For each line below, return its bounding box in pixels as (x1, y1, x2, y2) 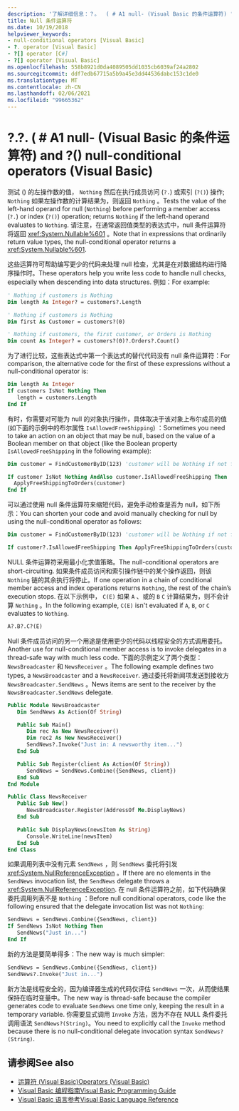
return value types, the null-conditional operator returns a (7, 237, 176, 246)
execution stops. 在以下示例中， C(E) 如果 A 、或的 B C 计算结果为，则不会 (7, 592, 223, 600)
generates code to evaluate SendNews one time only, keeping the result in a (7, 1001, 225, 1010)
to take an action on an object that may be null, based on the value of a (7, 431, 216, 440)
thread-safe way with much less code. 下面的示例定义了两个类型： (7, 653, 203, 661)
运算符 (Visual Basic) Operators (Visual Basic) (17, 1077, 150, 1085)
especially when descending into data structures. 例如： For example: (7, 278, 210, 286)
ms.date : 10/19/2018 (7, 24, 69, 31)
